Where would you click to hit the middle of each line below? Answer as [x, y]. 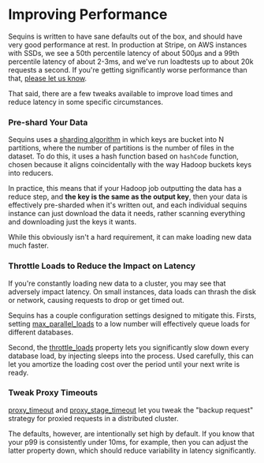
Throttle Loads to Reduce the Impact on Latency [102, 266]
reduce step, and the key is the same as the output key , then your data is [128, 197]
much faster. [29, 245]
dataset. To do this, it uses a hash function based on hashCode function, [123, 156]
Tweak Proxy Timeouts [53, 393]
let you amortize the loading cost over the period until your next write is [124, 364]
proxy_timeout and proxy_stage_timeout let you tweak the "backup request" [131, 410]
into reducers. [31, 173]
